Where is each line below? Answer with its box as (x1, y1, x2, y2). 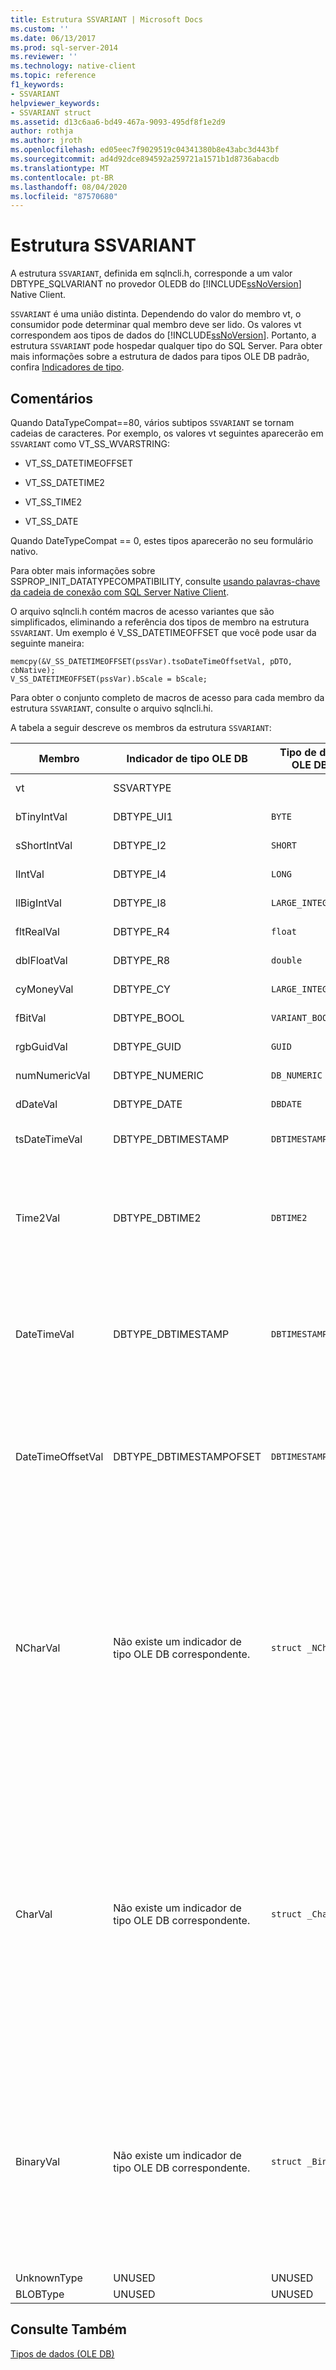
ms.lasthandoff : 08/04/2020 (10, 182, 128, 192)
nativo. (10, 546, 39, 557)
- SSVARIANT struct (10, 107, 92, 118)
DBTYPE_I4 (113, 867, 167, 881)
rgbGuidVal (15, 1040, 68, 1053)
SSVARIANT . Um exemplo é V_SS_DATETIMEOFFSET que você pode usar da (10, 627, 317, 638)
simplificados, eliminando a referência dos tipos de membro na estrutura (10, 616, 310, 628)
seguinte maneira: (10, 637, 85, 649)
